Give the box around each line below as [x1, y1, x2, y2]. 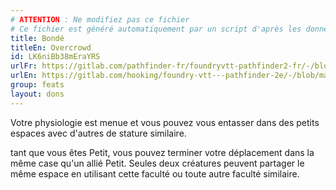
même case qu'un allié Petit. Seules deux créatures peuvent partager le [10, 157, 305, 169]
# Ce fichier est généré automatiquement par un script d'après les [10, 24, 302, 34]
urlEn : [10, 71, 38, 81]
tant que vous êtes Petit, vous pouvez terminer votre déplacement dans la [10, 146, 315, 158]
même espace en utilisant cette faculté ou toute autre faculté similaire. [10, 167, 300, 180]
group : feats [10, 80, 65, 90]
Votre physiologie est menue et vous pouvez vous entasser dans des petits [10, 116, 320, 128]
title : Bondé [10, 33, 65, 43]
